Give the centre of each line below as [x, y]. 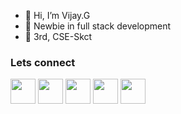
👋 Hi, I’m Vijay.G [57, 15]
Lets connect [43, 62]
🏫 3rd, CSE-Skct [58, 36]
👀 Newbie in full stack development [98, 26]
